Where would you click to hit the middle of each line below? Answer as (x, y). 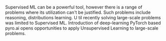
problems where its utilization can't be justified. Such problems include (78, 12)
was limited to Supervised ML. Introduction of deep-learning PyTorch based (83, 23)
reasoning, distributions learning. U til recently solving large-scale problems (83, 18)
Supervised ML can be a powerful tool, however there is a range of (74, 7)
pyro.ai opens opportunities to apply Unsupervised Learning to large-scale (82, 28)
